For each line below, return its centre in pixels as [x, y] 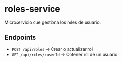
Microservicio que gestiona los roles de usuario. [53, 22]
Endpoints [20, 38]
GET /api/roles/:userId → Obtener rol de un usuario [64, 54]
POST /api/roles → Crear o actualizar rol [52, 49]
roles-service [32, 9]
